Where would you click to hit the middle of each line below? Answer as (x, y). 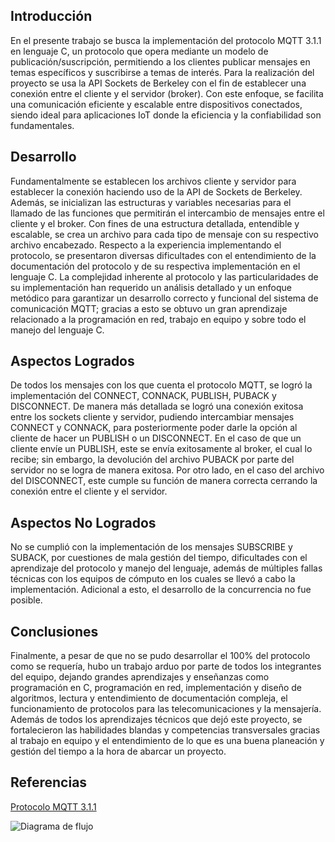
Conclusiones (54, 631)
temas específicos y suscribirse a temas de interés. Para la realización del (162, 72)
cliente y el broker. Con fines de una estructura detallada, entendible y (155, 223)
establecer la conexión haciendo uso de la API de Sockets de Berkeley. (156, 191)
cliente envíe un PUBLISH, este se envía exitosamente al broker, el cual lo (161, 449)
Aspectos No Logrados (83, 522)
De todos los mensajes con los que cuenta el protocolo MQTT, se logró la (161, 385)
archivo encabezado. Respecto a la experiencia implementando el (146, 245)
